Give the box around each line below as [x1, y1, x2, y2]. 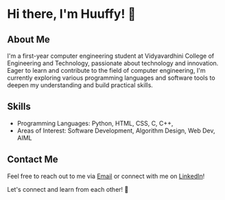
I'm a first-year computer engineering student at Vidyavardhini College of [7, 52, 215, 60]
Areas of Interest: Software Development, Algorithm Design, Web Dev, [16, 126, 215, 135]
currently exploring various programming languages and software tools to [7, 74, 215, 82]
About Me [7, 34, 50, 45]
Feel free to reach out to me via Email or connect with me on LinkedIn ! [7, 172, 205, 180]
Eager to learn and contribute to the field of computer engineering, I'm [7, 67, 206, 74]
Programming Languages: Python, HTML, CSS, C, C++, [16, 119, 174, 127]
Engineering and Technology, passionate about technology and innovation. [7, 59, 219, 67]
